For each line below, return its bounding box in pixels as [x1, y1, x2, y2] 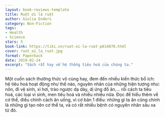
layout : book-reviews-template [5, 7, 69, 12]
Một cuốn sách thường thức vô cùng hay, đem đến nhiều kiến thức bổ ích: [5, 76, 155, 82]
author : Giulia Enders [5, 16, 52, 21]
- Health [5, 30, 23, 35]
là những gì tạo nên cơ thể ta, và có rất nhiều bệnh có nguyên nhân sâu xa [5, 102, 156, 108]
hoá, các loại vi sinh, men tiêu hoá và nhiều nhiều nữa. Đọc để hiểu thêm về [5, 92, 159, 98]
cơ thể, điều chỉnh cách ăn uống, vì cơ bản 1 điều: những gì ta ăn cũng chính [5, 97, 160, 103]
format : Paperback [5, 53, 43, 58]
